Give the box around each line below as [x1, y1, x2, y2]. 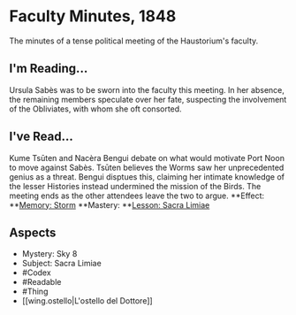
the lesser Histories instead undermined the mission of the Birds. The [9, 181, 262, 191]
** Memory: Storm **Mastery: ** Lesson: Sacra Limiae [9, 199, 210, 210]
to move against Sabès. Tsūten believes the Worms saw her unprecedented [9, 162, 285, 173]
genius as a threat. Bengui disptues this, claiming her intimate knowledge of [9, 171, 285, 182]
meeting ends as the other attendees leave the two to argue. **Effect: [9, 190, 265, 201]
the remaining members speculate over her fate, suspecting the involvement [9, 94, 287, 104]
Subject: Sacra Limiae [21, 258, 102, 269]
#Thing [21, 286, 49, 297]
